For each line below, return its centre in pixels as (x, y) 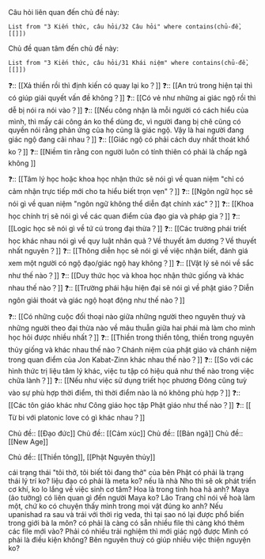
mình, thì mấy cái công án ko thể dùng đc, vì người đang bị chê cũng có (125, 122)
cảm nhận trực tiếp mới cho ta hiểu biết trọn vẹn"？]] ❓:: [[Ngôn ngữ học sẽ (131, 191)
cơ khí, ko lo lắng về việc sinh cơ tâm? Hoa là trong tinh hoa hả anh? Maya (129, 489)
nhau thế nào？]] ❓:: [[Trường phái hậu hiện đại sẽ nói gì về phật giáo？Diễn (131, 288)
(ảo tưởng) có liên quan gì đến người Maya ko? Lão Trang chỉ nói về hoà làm (132, 498)
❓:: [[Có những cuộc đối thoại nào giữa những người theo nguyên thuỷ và (127, 316)
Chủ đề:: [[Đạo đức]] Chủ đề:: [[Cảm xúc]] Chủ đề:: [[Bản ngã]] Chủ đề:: (126, 433)
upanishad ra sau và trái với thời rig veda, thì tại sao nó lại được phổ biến (126, 514)
